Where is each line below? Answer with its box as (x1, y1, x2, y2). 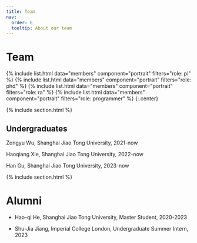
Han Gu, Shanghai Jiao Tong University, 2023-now (6, 162, 129, 169)
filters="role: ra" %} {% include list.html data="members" (6, 89, 145, 96)
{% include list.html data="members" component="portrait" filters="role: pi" (6, 70, 191, 77)
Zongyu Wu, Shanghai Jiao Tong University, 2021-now (6, 139, 138, 146)
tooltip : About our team (11, 25, 72, 31)
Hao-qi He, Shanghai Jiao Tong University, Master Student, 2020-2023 (14, 214, 187, 221)
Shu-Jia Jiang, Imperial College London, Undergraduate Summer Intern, (14, 225, 189, 232)
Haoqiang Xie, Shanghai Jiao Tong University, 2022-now (6, 151, 144, 157)
